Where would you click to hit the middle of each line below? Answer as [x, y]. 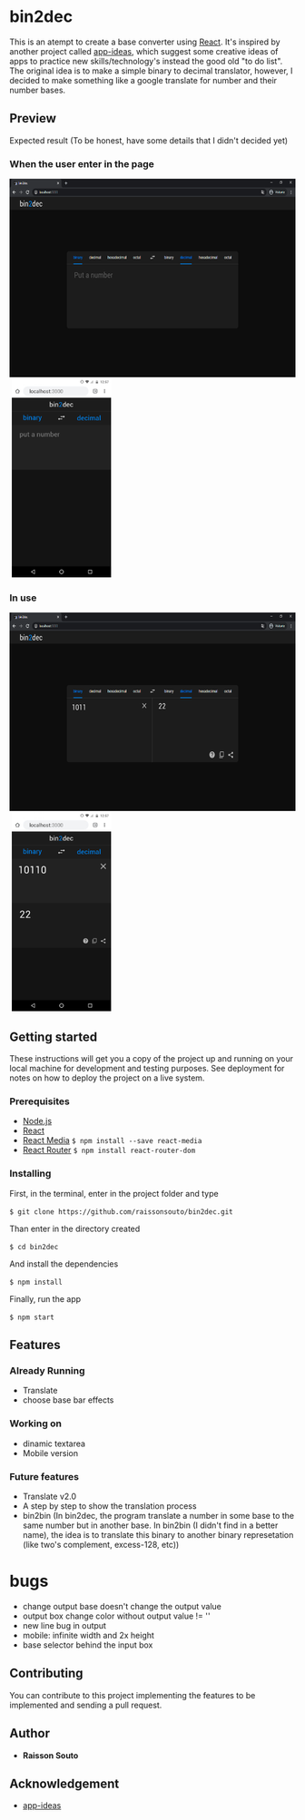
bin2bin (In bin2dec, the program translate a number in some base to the [158, 1516]
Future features [44, 1476]
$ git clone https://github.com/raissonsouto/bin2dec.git [121, 1212]
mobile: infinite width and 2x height [88, 1635]
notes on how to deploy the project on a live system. [107, 1078]
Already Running [47, 1371]
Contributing [46, 1673]
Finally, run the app [45, 1298]
